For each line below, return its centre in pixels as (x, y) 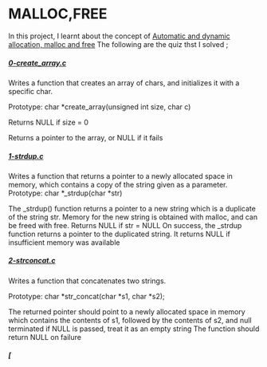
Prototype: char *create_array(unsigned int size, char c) (100, 107)
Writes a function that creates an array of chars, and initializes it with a (124, 83)
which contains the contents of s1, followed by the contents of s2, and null (130, 320)
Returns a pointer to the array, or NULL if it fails (86, 137)
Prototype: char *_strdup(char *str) (65, 193)
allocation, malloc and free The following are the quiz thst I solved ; (118, 44)
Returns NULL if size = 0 (49, 122)
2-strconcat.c (32, 261)
